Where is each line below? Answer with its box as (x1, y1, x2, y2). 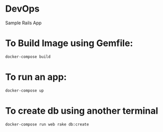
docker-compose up (5, 88, 44, 93)
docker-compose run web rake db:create (5, 122, 89, 127)
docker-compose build (5, 54, 51, 59)
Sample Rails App (5, 20, 42, 26)
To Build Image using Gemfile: (5, 37, 133, 49)
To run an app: (5, 71, 67, 82)
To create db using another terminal (5, 105, 158, 116)
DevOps (5, 3, 40, 15)
